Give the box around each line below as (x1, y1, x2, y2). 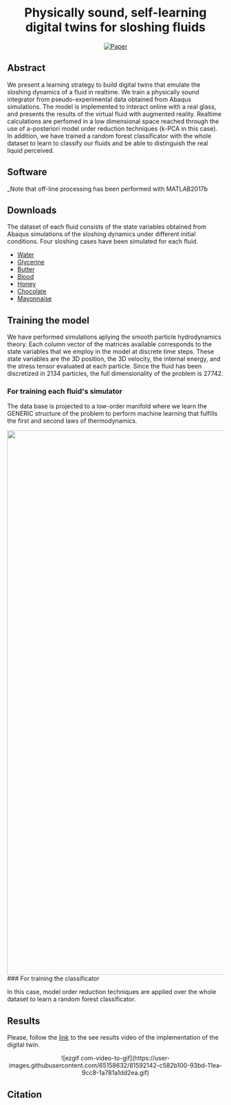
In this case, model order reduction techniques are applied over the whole (7, 988, 217, 996)
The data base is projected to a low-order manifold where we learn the (7, 402, 208, 410)
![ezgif (60, 1054, 80, 1062)
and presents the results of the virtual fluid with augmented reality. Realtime (7, 109, 222, 118)
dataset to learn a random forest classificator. (7, 995, 136, 1003)
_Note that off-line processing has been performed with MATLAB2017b (7, 185, 208, 193)
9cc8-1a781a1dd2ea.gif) (81, 1069, 150, 1077)
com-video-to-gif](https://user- (80, 1054, 170, 1062)
